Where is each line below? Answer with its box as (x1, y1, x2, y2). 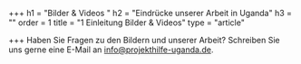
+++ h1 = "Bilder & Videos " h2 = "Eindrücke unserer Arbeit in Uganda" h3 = (8, 8, 292, 18)
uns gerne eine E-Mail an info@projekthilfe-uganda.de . (8, 44, 214, 55)
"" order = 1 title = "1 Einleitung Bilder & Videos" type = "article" (8, 17, 246, 28)
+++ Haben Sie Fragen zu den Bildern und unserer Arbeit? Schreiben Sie (8, 35, 280, 45)
